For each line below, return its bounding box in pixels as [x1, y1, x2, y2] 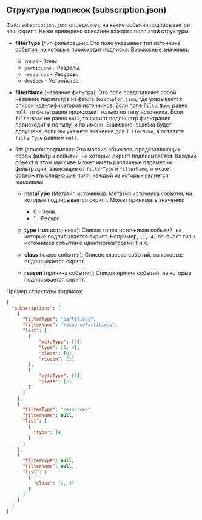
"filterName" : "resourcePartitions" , [22, 322, 118, 328]
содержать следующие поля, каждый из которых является [15, 172, 169, 179]
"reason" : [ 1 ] [38, 356, 75, 362]
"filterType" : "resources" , [22, 407, 94, 413]
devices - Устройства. [24, 77, 81, 84]
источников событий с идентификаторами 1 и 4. [24, 239, 149, 246]
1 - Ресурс [33, 214, 60, 221]
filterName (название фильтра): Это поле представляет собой [15, 88, 177, 96]
